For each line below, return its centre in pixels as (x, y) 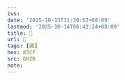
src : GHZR (22, 59)
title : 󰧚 (20, 33)
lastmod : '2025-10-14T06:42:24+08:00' (64, 26)
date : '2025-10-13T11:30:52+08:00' (59, 20)
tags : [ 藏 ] (23, 46)
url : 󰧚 (17, 40)
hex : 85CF (22, 53)
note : (15, 65)
